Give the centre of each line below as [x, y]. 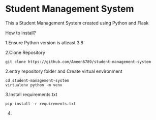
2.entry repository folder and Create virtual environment [64, 71]
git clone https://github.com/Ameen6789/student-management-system [78, 62]
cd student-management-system [37, 80]
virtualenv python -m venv [34, 85]
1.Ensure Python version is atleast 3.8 [44, 42]
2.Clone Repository [25, 52]
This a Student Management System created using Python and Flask [77, 23]
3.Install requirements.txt [31, 94]
